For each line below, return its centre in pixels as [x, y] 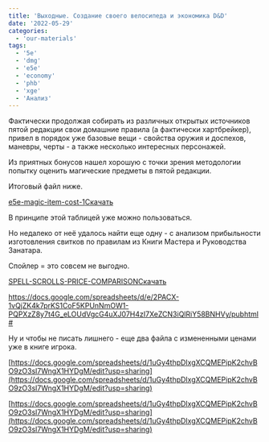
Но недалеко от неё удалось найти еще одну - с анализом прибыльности [134, 233]
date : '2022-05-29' [41, 23]
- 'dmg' [29, 61]
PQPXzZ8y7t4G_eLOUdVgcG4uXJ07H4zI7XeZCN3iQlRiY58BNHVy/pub [126, 314]
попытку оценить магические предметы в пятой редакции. [110, 171]
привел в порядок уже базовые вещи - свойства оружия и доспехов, [127, 138]
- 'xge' [29, 91]
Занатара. [25, 250]
